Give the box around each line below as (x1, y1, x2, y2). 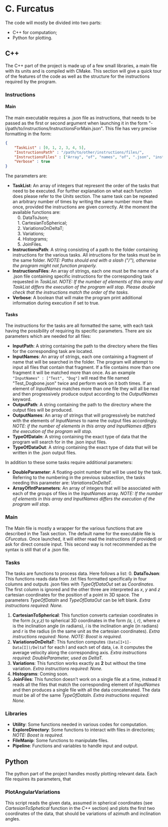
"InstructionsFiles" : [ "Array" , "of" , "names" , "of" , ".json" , (14, 154, 151, 160)
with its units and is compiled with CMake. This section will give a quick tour (5, 68, 161, 74)
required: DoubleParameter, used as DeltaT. (12, 655, 103, 661)
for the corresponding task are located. (12, 348, 93, 355)
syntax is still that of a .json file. (5, 546, 70, 552)
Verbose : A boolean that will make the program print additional (12, 295, 142, 301)
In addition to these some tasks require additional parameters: (5, 459, 133, 465)
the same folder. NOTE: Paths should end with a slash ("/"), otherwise (12, 257, 156, 264)
